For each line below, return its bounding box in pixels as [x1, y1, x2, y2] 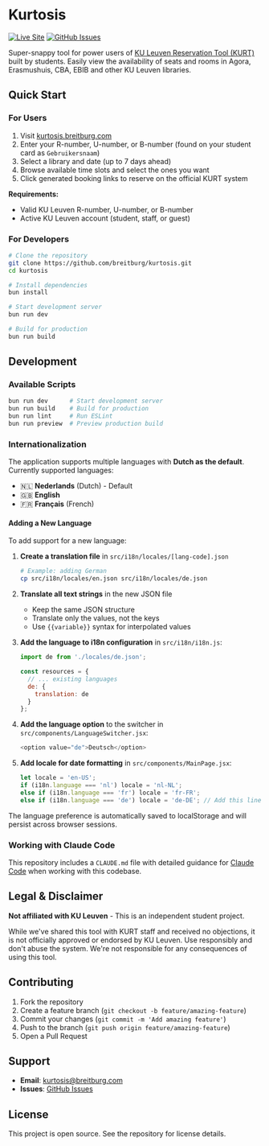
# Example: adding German [19, 567, 107, 575]
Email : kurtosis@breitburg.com [19, 1076, 123, 1086]
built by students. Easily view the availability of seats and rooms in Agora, [8, 56, 251, 66]
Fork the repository [19, 996, 84, 1007]
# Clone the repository [8, 251, 88, 259]
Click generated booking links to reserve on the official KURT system [19, 173, 248, 183]
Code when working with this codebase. [8, 867, 142, 876]
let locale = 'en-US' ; [19, 774, 96, 782]
